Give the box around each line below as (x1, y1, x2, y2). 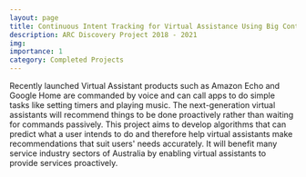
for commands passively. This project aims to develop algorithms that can (9, 119, 287, 130)
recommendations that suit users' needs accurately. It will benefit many (9, 138, 278, 149)
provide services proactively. (9, 158, 118, 168)
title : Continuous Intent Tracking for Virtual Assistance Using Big (9, 22, 280, 31)
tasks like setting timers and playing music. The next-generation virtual (9, 100, 276, 110)
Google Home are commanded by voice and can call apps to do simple (9, 90, 276, 101)
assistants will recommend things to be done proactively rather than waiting (9, 110, 294, 120)
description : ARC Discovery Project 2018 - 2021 (9, 30, 198, 39)
